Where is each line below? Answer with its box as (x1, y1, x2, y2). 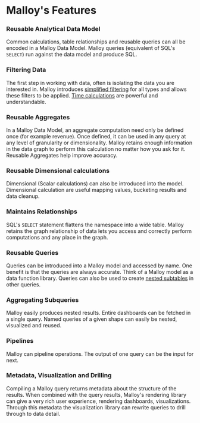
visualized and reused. (6, 322, 62, 329)
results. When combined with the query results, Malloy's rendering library (6, 391, 186, 398)
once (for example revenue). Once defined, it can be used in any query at (6, 133, 186, 140)
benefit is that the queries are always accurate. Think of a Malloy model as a (6, 268, 193, 275)
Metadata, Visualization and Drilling (6, 371, 112, 380)
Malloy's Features (6, 4, 97, 17)
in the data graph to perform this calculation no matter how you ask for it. (6, 146, 186, 153)
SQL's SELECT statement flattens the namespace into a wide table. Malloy (6, 221, 184, 228)
